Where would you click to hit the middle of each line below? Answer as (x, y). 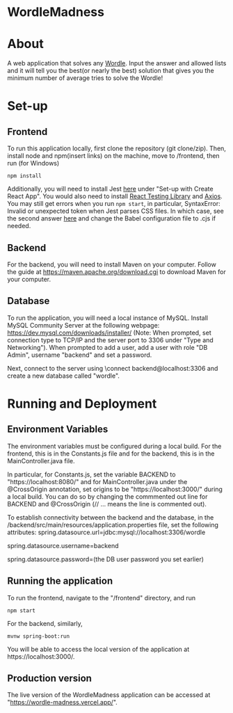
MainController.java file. (41, 460)
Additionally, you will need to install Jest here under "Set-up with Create (110, 189)
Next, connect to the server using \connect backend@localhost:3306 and (113, 368)
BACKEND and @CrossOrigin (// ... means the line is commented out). (107, 504)
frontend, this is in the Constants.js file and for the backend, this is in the (111, 454)
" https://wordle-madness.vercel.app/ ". (63, 703)
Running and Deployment (82, 403)
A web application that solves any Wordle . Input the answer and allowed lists (117, 63)
